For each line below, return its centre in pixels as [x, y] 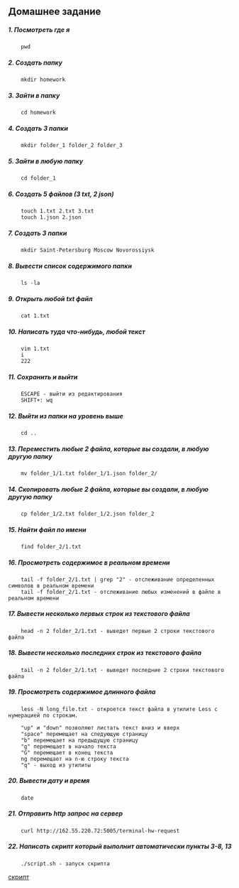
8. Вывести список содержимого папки [70, 266]
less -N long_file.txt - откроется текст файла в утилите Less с [119, 709]
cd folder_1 [38, 178]
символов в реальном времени [51, 585]
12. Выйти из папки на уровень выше [66, 416]
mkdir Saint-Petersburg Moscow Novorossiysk [88, 250]
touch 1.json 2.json [51, 217]
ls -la [30, 283]
